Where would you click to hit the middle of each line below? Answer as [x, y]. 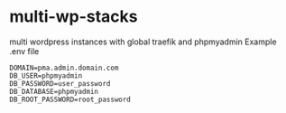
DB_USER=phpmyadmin [46, 75]
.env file [24, 51]
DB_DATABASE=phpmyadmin [54, 91]
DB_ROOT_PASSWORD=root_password [70, 99]
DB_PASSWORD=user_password [60, 83]
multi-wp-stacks [74, 17]
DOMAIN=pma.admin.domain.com [64, 68]
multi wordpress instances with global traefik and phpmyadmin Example [143, 42]
